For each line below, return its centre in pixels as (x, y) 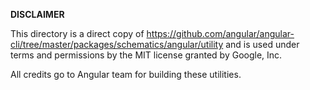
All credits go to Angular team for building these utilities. (126, 74)
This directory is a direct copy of (77, 33)
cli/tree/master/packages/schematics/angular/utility (117, 44)
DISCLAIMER (37, 14)
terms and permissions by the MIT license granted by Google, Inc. (146, 55)
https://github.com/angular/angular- (220, 33)
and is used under (262, 44)
